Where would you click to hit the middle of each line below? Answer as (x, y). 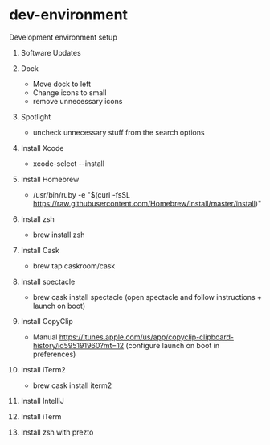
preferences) (54, 354)
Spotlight (36, 116)
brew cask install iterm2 (72, 385)
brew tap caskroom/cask (74, 266)
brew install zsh (59, 235)
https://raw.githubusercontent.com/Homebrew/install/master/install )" (147, 203)
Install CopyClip (47, 321)
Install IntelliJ (43, 401)
